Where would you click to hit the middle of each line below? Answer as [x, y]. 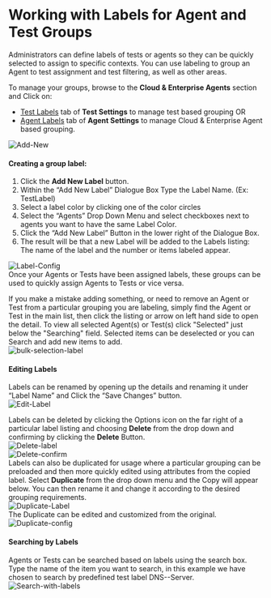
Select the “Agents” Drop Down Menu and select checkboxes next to [134, 216]
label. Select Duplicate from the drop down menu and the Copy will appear [133, 481]
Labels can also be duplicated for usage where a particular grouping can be [135, 463]
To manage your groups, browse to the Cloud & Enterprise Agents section [133, 88]
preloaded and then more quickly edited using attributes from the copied [129, 472]
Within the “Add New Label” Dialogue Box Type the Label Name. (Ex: [134, 190]
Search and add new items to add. [66, 342]
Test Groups [51, 32]
